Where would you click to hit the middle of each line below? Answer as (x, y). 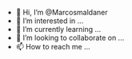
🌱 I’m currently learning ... (58, 29)
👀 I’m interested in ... (50, 21)
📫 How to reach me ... (53, 47)
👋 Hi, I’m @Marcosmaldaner (62, 12)
